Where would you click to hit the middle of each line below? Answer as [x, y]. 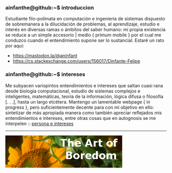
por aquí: [15, 46]
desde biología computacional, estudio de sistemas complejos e [73, 91]
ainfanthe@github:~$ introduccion [50, 8]
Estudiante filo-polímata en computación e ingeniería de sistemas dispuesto [85, 19]
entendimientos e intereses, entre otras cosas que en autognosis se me [81, 118]
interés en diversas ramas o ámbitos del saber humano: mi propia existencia [85, 30]
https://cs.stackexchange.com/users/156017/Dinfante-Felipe [77, 61]
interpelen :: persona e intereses [39, 123]
